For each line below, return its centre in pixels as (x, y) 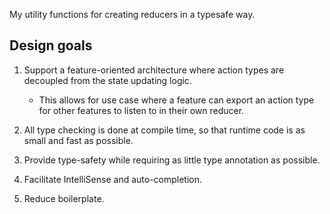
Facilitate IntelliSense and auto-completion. (113, 179)
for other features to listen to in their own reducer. (141, 110)
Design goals (51, 45)
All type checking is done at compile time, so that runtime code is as (164, 130)
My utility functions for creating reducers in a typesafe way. (132, 14)
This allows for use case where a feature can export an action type (176, 100)
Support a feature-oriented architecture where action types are (154, 70)
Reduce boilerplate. (64, 198)
